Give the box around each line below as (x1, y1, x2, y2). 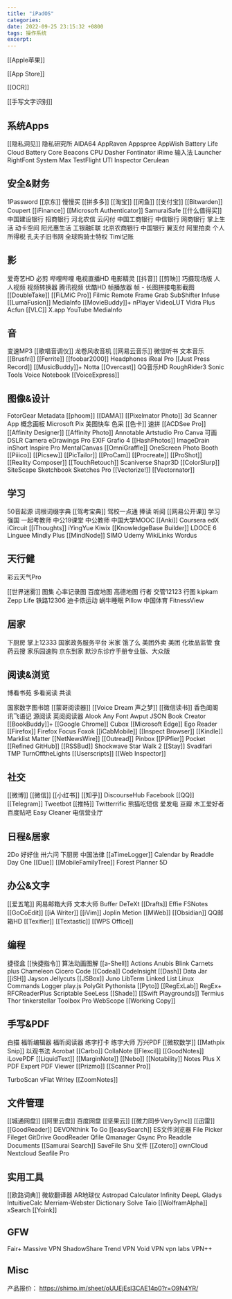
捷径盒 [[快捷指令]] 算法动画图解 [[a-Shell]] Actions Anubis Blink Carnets (7, 959, 213, 967)
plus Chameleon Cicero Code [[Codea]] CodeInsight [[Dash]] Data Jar (7, 967, 208, 975)
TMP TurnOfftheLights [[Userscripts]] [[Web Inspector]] (7, 749, 166, 758)
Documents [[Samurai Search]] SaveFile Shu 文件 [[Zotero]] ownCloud (7, 1141, 208, 1150)
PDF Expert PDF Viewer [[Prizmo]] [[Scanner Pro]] (7, 1062, 151, 1070)
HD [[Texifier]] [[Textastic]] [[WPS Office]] (12, 917, 134, 925)
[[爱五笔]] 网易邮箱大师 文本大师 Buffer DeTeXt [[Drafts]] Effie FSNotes (7, 899, 208, 908)
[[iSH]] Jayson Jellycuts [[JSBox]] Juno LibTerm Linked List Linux (7, 974, 195, 983)
